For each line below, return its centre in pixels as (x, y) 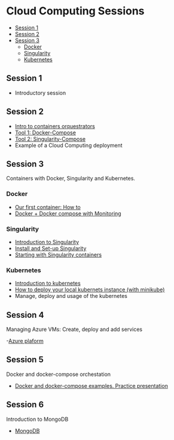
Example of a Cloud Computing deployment (68, 145)
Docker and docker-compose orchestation (59, 374)
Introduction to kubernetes (48, 284)
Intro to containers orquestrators (55, 126)
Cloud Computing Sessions (75, 11)
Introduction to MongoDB (37, 419)
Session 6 (25, 405)
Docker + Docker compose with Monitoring (68, 213)
